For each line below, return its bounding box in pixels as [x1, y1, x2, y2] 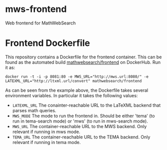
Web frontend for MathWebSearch [5, 20, 76, 26]
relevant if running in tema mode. [12, 139, 81, 145]
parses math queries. [12, 107, 56, 113]
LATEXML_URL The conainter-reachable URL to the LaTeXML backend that [12, 102, 161, 108]
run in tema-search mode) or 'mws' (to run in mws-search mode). [12, 118, 148, 124]
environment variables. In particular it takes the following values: [5, 92, 138, 98]
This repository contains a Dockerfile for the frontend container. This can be [5, 54, 162, 60]
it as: [5, 64, 15, 70]
